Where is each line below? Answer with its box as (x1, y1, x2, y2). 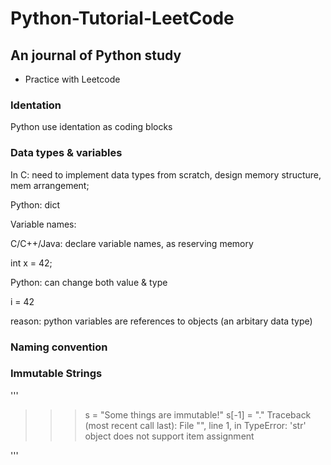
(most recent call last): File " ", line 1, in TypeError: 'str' (84, 419, 307, 431)
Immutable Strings (10, 367, 103, 381)
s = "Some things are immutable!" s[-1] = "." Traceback (84, 408, 312, 421)
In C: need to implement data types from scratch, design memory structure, (10, 168, 322, 181)
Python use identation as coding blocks (10, 121, 173, 133)
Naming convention (10, 340, 108, 354)
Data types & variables (10, 146, 123, 160)
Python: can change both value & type (10, 276, 168, 288)
